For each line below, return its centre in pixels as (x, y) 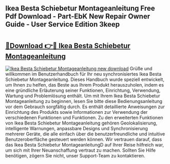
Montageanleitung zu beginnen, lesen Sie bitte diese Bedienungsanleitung (84, 101)
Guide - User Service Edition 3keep (62, 24)
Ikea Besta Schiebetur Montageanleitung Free (80, 8)
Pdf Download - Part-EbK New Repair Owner (78, 17)
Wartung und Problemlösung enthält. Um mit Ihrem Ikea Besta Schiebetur (83, 96)
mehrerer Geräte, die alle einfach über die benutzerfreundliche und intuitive (85, 134)
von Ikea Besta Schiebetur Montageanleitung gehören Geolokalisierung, (81, 123)
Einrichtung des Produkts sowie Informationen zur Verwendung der (77, 112)
